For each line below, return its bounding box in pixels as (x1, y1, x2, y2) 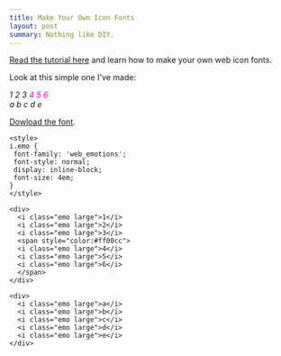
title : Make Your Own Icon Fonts (9, 13, 135, 23)
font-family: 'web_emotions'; (13, 150, 127, 159)
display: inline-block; (13, 166, 103, 175)
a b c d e (9, 99, 42, 110)
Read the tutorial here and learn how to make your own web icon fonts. (9, 55, 273, 66)
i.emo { (9, 141, 39, 151)
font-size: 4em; (13, 173, 75, 183)
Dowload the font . (9, 116, 77, 127)
